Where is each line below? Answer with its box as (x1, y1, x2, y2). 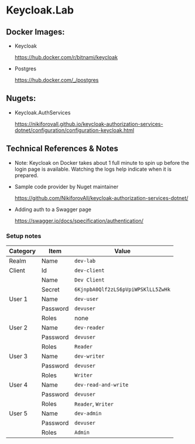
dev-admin (74, 410, 102, 416)
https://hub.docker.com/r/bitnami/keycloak (14, 54, 118, 60)
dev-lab (74, 257, 96, 264)
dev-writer (74, 353, 105, 360)
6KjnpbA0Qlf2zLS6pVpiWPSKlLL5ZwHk (74, 286, 171, 293)
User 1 (9, 294, 28, 303)
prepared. (14, 171, 39, 179)
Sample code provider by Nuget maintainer (14, 183, 119, 190)
